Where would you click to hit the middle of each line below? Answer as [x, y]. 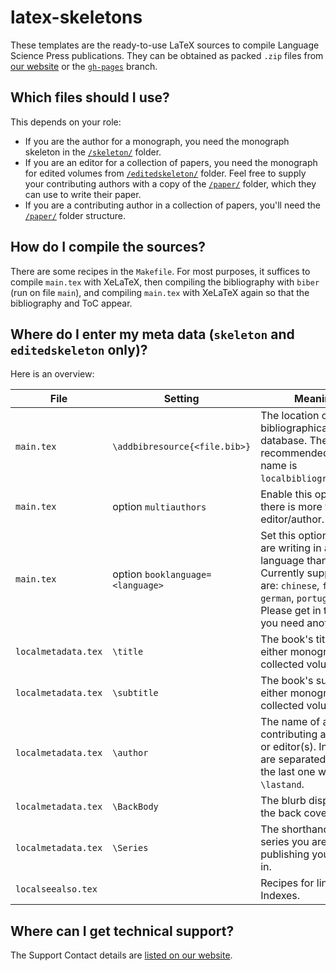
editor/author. [292, 519]
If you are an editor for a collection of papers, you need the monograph [171, 162]
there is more [291, 507]
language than [294, 561]
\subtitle [135, 693]
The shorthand [295, 829]
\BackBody [135, 807]
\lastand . [282, 784]
